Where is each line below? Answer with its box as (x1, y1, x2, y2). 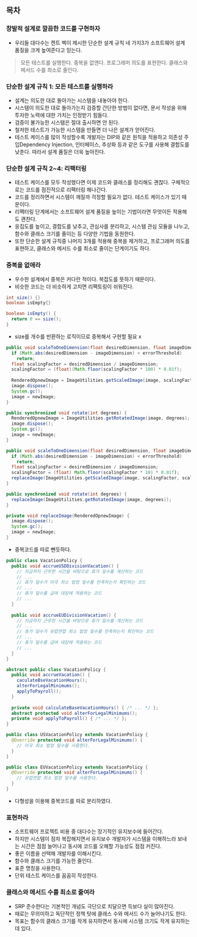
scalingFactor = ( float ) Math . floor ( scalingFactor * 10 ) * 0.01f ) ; (11, 469, 180, 476)
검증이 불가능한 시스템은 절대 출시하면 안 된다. (14, 119, 120, 126)
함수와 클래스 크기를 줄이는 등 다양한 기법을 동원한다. (14, 230, 135, 237)
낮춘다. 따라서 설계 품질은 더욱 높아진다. (14, 148, 106, 155)
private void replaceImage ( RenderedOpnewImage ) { (6, 513, 130, 519)
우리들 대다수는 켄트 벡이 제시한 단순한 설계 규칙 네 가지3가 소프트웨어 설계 (14, 39, 185, 46)
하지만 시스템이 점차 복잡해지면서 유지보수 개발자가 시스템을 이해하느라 (14, 835, 176, 842)
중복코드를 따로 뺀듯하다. (14, 546, 72, 553)
